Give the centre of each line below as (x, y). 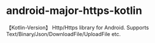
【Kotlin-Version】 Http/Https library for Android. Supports (77, 27)
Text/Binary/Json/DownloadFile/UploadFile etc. (64, 34)
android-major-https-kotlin (74, 11)
